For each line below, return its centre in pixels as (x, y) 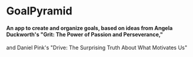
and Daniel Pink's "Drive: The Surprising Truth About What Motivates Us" (97, 48)
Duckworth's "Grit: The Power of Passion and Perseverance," (85, 34)
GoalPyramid (39, 11)
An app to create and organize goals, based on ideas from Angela (90, 28)
